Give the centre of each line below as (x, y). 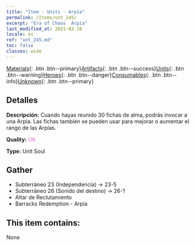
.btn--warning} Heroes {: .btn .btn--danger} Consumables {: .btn (84, 75)
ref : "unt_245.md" (29, 40)
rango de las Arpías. (31, 128)
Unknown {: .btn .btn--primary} (56, 81)
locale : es (20, 34)
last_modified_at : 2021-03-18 (44, 29)
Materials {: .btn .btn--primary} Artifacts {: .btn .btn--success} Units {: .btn (95, 68)
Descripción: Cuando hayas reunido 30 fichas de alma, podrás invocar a (97, 115)
